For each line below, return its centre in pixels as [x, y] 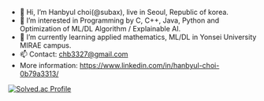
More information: [49, 65]
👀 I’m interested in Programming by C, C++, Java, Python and [119, 20]
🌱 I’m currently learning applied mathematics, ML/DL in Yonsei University [138, 37]
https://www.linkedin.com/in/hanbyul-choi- [150, 65]
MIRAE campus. [45, 45]
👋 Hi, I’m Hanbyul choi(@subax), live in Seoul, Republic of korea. [124, 12]
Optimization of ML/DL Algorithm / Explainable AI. [100, 29]
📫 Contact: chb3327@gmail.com [74, 54]
